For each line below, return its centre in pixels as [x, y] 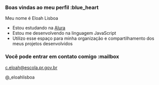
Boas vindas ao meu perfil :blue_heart [52, 7]
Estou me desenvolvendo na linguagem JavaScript [64, 33]
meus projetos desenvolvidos [42, 44]
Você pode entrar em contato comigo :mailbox [62, 57]
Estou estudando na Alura [39, 28]
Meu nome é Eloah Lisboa [32, 18]
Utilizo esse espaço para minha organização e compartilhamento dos [83, 38]
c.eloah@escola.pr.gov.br [31, 67]
